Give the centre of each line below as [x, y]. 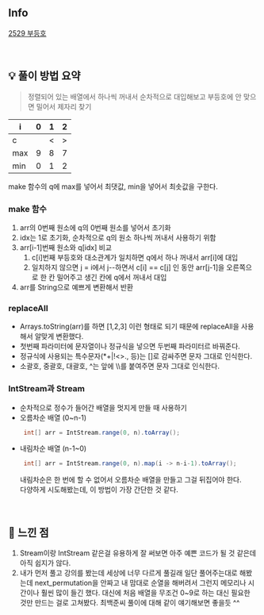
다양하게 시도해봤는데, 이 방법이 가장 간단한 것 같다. [99, 490]
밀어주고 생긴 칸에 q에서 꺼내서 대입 [112, 277]
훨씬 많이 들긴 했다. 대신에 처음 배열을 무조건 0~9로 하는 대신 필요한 [146, 593]
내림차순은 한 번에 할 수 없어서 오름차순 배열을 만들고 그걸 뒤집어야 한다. [130, 480]
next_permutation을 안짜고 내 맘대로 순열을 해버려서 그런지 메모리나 [140, 583]
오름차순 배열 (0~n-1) [53, 417]
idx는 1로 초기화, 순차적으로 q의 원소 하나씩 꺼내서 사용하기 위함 [118, 237]
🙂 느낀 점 [29, 532]
